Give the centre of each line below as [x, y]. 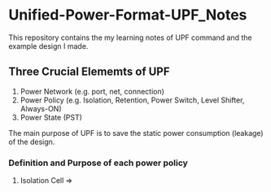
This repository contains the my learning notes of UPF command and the [130, 37]
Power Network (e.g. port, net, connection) [92, 91]
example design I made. [48, 46]
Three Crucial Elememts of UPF [89, 72]
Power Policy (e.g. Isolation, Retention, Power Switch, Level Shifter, [132, 100]
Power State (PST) [51, 117]
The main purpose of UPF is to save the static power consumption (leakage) [136, 133]
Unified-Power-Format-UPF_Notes [128, 15]
